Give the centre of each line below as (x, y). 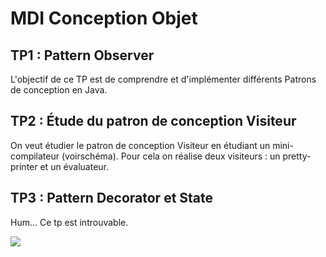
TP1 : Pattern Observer (82, 55)
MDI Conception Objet (104, 18)
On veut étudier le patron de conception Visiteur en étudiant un (140, 145)
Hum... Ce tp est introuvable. (69, 222)
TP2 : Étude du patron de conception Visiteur (153, 121)
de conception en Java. (59, 90)
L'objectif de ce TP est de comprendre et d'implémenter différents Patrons (163, 79)
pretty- (297, 156)
